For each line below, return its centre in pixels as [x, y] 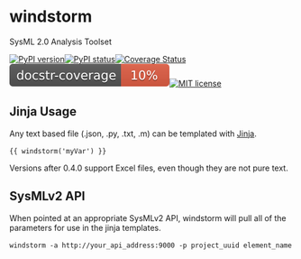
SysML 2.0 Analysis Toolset [61, 42]
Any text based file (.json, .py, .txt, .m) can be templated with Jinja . [133, 134]
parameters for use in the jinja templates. [85, 227]
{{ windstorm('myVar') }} [58, 151]
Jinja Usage [43, 111]
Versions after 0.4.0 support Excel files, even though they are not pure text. [149, 168]
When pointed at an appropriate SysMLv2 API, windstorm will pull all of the [148, 217]
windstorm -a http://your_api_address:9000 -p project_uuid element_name [151, 245]
